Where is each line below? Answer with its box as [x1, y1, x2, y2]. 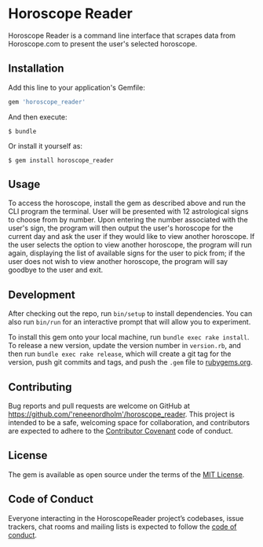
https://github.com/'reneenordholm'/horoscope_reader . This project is [8, 409, 236, 419]
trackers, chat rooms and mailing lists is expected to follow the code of [8, 522, 237, 531]
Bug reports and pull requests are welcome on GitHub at [8, 402, 191, 411]
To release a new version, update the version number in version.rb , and [8, 341, 242, 351]
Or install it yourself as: [8, 141, 82, 150]
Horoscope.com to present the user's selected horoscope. [8, 39, 198, 48]
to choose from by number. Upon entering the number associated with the [8, 215, 249, 225]
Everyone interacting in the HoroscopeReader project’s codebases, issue [8, 513, 244, 523]
